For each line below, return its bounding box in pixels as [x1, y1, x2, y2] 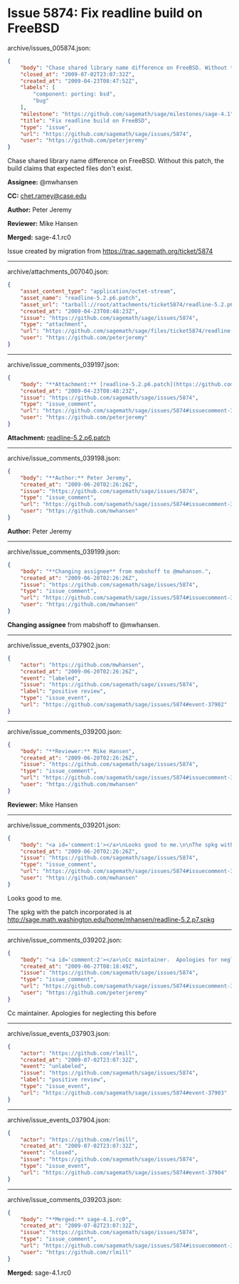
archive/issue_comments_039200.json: [7, 727, 122, 735]
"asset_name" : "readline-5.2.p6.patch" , [20, 294, 142, 301]
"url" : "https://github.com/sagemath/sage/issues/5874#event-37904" [20, 1169, 228, 1176]
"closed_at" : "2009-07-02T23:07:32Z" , [20, 71, 135, 78]
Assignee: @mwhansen [7, 178, 78, 187]
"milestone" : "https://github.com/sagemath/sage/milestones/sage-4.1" [20, 110, 234, 118]
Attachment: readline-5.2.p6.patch [7, 433, 110, 442]
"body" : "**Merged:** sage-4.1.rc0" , [20, 1216, 132, 1223]
